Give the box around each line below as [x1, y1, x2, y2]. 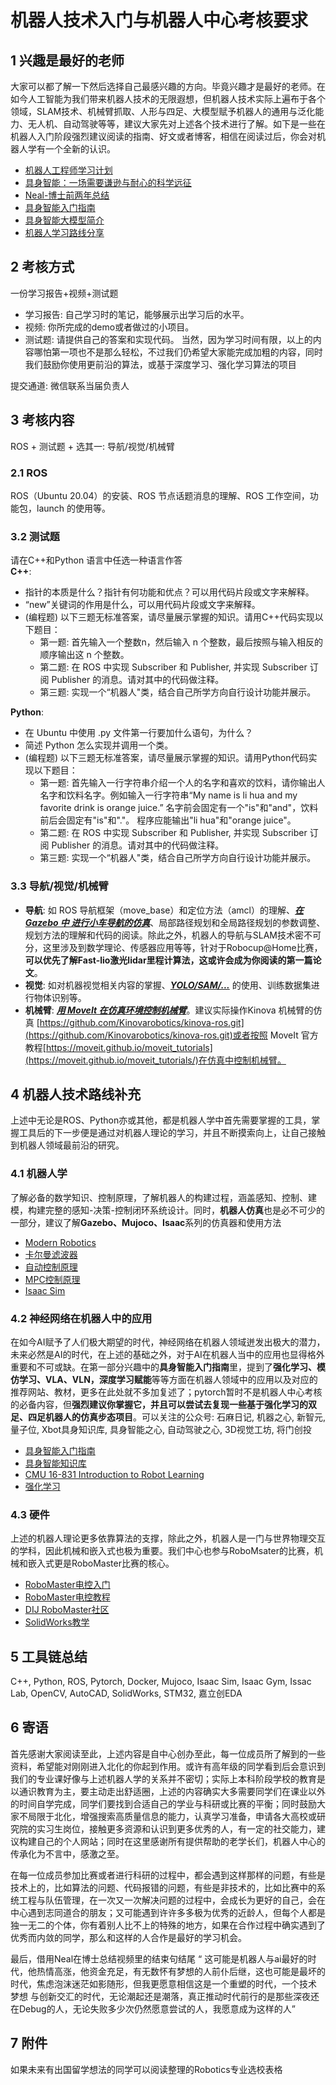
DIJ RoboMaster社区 [24, 1604, 110, 1616]
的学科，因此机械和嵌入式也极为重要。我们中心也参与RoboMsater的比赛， [10, 1545, 315, 1557]
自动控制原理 [24, 1261, 78, 1273]
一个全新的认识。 [44, 143, 116, 155]
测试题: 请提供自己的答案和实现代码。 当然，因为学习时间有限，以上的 [24, 333, 313, 345]
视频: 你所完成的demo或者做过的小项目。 [24, 321, 195, 333]
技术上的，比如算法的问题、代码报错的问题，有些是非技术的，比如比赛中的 [10, 1881, 317, 1893]
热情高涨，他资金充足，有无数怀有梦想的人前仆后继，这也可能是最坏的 [36, 1965, 326, 1977]
